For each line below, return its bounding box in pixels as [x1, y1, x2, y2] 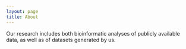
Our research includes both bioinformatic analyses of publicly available [6, 30, 180, 37]
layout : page [6, 8, 39, 15]
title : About [6, 14, 39, 20]
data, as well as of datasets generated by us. [6, 36, 116, 43]
